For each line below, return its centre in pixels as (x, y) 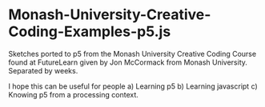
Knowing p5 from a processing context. (73, 94)
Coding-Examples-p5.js (90, 32)
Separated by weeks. (43, 70)
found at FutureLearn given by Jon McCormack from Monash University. (128, 62)
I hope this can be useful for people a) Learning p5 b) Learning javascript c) (133, 86)
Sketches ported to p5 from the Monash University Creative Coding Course (132, 53)
